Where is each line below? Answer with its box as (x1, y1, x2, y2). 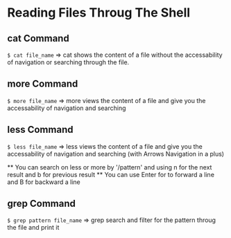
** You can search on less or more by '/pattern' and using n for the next (7, 163, 212, 171)
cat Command (7, 33, 69, 44)
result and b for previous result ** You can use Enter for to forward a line (7, 170, 215, 178)
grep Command (7, 198, 76, 210)
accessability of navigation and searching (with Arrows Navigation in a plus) (7, 149, 224, 158)
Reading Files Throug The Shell (7, 5, 191, 21)
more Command (7, 78, 78, 90)
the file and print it (7, 223, 60, 232)
